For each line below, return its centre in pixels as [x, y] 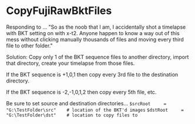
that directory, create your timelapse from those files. [70, 63]
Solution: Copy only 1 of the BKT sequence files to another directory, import [97, 57]
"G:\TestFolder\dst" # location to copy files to [72, 115]
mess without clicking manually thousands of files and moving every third [95, 39]
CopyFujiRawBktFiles [59, 11]
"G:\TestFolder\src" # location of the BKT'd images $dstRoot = [95, 110]
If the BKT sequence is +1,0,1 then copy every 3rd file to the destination [92, 74]
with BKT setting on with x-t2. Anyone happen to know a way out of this [93, 33]
